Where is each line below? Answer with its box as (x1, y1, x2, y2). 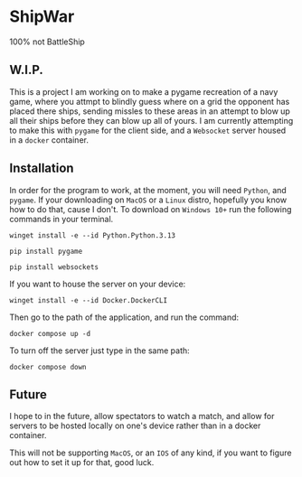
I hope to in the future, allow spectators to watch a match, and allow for (9, 411, 275, 422)
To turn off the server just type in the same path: (9, 345, 190, 356)
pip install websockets (9, 262, 99, 272)
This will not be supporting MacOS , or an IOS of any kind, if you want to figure (9, 447, 292, 458)
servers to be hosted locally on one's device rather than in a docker (9, 420, 261, 431)
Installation (9, 161, 74, 176)
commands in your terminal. (9, 213, 114, 224)
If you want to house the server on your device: (9, 278, 186, 289)
